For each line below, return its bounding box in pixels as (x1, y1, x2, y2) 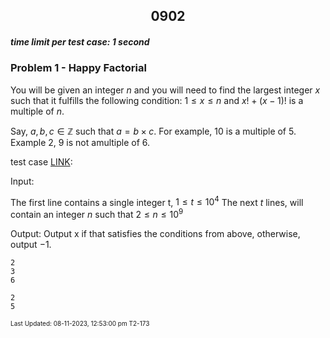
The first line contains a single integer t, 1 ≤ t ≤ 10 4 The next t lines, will (10, 194, 304, 208)
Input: (10, 175, 35, 187)
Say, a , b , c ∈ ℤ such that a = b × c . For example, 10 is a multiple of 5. (10, 125, 297, 137)
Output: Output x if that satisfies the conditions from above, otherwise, (10, 228, 301, 240)
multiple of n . (10, 105, 65, 117)
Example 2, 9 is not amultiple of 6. (10, 136, 151, 148)
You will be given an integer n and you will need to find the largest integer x (10, 84, 321, 96)
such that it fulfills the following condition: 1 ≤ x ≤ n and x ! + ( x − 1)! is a (10, 94, 304, 106)
